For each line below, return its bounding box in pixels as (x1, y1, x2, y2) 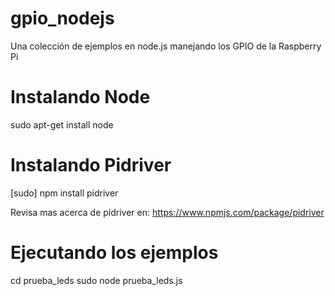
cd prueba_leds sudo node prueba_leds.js (10, 274, 183, 286)
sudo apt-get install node (10, 118, 114, 131)
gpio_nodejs (10, 7, 115, 30)
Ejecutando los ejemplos (10, 242, 219, 264)
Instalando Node (10, 86, 151, 109)
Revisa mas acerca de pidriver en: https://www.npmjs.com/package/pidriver (10, 206, 325, 218)
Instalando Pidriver (10, 154, 172, 177)
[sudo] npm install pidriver (10, 187, 119, 199)
